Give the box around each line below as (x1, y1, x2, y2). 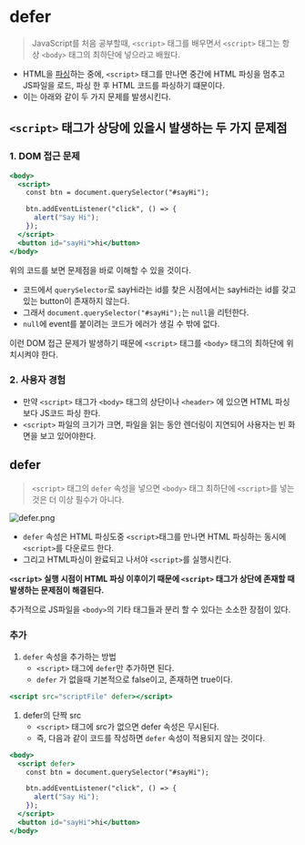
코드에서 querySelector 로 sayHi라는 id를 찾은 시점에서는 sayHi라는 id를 (22, 284, 280, 295)
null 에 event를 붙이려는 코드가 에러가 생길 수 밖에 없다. (22, 318, 220, 329)
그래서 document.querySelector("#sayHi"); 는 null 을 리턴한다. (22, 307, 249, 318)
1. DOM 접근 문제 (9, 150, 80, 163)
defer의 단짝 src (22, 709, 82, 720)
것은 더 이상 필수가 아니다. (31, 494, 125, 504)
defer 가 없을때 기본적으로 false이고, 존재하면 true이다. (36, 674, 234, 685)
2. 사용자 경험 (9, 373, 66, 386)
